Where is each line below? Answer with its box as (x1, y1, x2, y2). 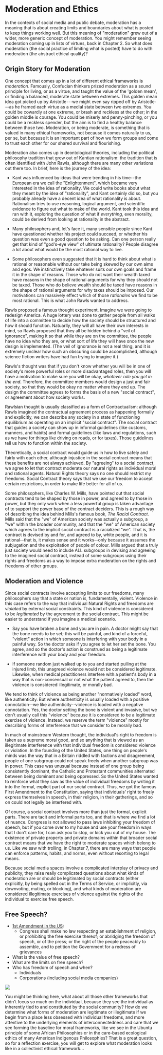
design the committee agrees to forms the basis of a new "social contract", (5, 389, 155, 395)
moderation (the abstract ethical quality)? (5, 50, 88, 57)
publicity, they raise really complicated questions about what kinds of (5, 870, 145, 876)
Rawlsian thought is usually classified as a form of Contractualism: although (5, 404, 157, 409)
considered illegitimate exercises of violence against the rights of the (5, 891, 144, 897)
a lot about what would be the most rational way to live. (12, 246, 123, 252)
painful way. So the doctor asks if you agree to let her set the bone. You (12, 641, 156, 647)
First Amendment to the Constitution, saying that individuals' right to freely (5, 789, 155, 795)
